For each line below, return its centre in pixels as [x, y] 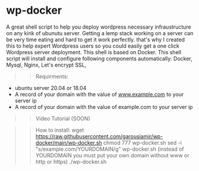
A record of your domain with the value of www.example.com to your [99, 94]
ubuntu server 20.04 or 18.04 [50, 88]
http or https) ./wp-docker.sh [71, 161]
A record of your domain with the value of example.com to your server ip [104, 107]
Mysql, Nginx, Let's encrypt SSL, [46, 65]
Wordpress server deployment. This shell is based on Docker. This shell [94, 52]
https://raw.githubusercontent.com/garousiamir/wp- [99, 136]
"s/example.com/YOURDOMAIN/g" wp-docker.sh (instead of [110, 149]
